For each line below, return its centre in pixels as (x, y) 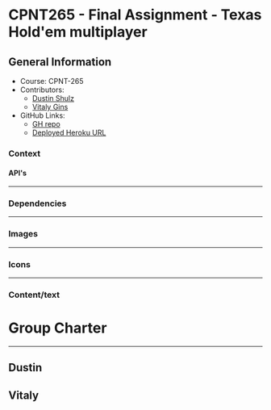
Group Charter (58, 328)
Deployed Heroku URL (69, 132)
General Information (60, 62)
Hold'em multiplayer (78, 32)
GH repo (46, 124)
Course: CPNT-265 (52, 81)
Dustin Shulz (53, 98)
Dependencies (38, 203)
